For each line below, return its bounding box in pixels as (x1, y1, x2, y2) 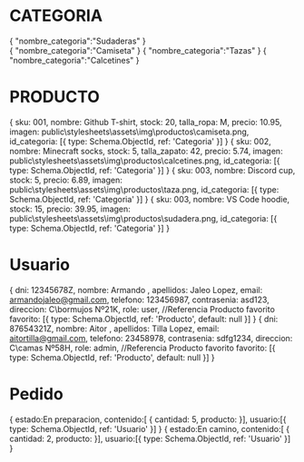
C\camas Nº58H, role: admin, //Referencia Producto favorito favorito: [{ (9, 342, 276, 353)
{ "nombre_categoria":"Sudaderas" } (9, 35, 147, 46)
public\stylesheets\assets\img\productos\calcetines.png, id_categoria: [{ (9, 155, 280, 166)
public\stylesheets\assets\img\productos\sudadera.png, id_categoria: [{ (9, 212, 278, 223)
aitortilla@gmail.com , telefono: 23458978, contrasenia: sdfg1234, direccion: (9, 332, 293, 343)
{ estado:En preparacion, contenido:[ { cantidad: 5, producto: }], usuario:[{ (9, 414, 287, 425)
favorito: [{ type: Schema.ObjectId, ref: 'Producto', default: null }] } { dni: (9, 313, 279, 324)
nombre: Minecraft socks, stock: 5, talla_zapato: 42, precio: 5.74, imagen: (9, 145, 283, 156)
